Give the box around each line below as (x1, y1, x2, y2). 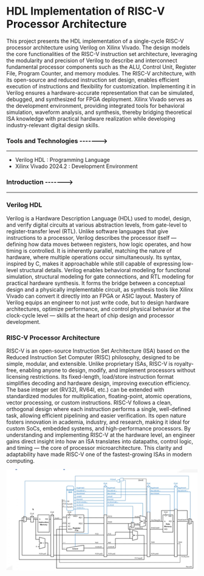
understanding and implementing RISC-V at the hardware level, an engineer (6, 431, 195, 439)
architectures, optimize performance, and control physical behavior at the (6, 305, 191, 312)
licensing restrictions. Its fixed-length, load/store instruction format (6, 373, 174, 381)
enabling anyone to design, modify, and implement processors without (19, 367, 195, 374)
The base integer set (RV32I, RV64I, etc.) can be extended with (6, 386, 165, 393)
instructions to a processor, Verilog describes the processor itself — (6, 234, 177, 241)
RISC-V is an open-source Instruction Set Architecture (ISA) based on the (6, 347, 190, 354)
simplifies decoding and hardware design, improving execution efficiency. (6, 379, 191, 387)
